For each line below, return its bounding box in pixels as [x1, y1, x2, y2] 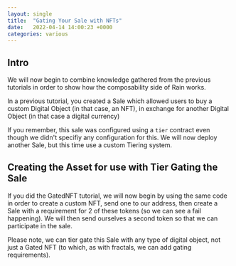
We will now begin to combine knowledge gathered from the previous [7, 75, 211, 84]
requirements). [7, 250, 51, 259]
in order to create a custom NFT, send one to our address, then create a [7, 198, 218, 207]
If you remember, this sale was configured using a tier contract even [7, 126, 210, 134]
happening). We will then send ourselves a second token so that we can [7, 214, 218, 223]
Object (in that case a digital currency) [7, 112, 120, 121]
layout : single [7, 10, 53, 18]
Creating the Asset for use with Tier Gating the [7, 161, 218, 174]
